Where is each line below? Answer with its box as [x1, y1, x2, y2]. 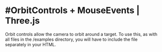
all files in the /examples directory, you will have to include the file [5, 36, 138, 42]
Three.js [5, 15, 40, 26]
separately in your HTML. [5, 41, 56, 47]
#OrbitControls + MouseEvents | [5, 5, 140, 16]
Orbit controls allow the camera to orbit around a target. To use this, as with [5, 31, 158, 37]
